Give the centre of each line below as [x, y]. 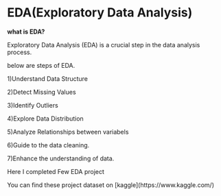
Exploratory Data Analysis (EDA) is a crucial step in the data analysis [104, 45]
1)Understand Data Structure [47, 78]
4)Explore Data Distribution [45, 119]
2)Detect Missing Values [42, 92]
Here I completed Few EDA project [56, 171]
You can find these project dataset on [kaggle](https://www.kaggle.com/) [111, 185]
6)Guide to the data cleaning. [48, 145]
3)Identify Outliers [33, 105]
